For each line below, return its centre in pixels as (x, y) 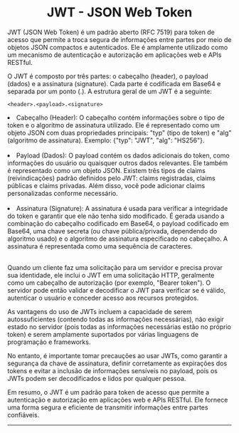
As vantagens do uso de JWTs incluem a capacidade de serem (100, 311)
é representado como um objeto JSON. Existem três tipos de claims (107, 170)
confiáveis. (23, 414)
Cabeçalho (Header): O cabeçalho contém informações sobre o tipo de (121, 118)
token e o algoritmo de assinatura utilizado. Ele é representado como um (114, 125)
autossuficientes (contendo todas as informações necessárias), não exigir (116, 319)
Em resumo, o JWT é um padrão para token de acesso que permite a (108, 392)
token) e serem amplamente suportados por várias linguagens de (103, 334)
